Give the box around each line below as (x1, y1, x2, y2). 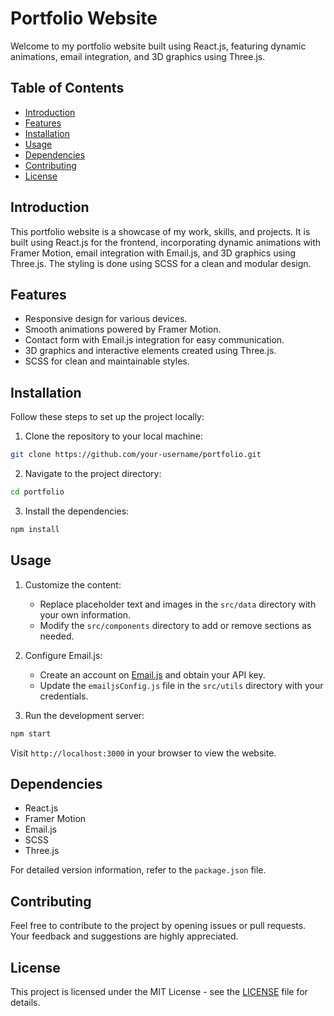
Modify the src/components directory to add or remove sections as (39, 619, 312, 631)
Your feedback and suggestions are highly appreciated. (10, 930, 239, 942)
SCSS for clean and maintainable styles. (24, 355, 190, 367)
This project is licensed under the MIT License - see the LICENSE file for (10, 985, 308, 997)
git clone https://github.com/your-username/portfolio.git (10, 450, 262, 460)
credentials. (39, 690, 89, 702)
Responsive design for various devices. (24, 313, 188, 325)
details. (10, 996, 41, 1008)
